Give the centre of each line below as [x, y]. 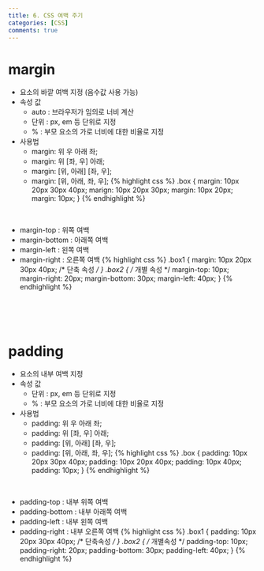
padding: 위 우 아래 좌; [67, 423]
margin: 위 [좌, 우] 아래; [68, 161]
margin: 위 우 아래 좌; [65, 152]
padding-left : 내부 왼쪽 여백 [64, 522]
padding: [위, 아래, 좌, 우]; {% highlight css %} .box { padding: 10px [139, 453]
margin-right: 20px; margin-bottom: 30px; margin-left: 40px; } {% [126, 278]
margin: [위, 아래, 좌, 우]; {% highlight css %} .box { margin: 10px [135, 181]
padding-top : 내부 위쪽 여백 [64, 502]
